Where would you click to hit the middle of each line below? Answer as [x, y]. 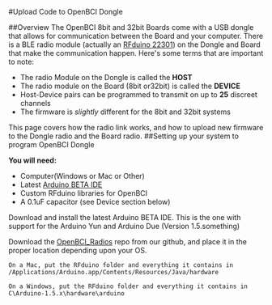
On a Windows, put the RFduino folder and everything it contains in [128, 286]
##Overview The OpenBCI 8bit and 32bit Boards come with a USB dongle [131, 27]
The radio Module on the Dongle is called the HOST [106, 77]
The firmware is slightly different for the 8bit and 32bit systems [125, 112]
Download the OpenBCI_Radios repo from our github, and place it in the [127, 241]
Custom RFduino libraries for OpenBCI [84, 193]
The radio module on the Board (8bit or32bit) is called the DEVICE [130, 86]
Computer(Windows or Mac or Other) [83, 176]
